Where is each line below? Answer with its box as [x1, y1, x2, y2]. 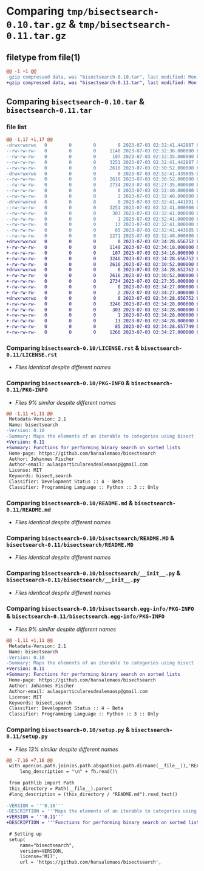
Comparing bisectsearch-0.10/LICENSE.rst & [6, 343, 140, 352]
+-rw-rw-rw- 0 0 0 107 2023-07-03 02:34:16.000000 [6, 250, 194, 256]
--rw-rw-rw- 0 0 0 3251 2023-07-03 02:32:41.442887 [6, 159, 194, 165]
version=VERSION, [19, 848, 64, 854]
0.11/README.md [6, 506, 52, 513]
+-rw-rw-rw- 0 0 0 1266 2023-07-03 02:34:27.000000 [6, 329, 194, 336]
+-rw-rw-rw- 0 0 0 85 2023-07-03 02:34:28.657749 [6, 324, 194, 330]
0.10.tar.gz [6, 20, 67, 31]
